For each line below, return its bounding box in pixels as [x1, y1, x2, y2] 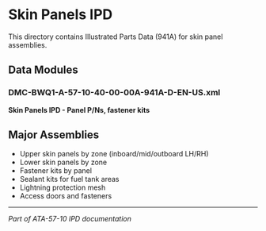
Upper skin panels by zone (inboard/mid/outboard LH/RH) [19, 149, 209, 159]
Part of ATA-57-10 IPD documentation [8, 214, 132, 224]
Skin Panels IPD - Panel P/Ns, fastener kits [8, 105, 150, 114]
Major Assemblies [8, 129, 100, 142]
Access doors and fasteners [19, 191, 112, 201]
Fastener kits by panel [19, 166, 93, 175]
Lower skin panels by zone [19, 157, 108, 167]
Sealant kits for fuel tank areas [19, 175, 120, 184]
